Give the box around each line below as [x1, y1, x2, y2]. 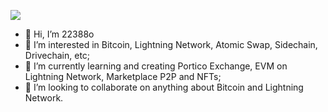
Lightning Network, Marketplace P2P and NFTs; [24, 71, 222, 82]
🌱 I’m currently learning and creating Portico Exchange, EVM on [24, 60, 288, 72]
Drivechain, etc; [24, 50, 91, 61]
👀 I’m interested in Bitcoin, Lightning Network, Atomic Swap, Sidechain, [24, 39, 318, 50]
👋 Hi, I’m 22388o [24, 28, 95, 40]
